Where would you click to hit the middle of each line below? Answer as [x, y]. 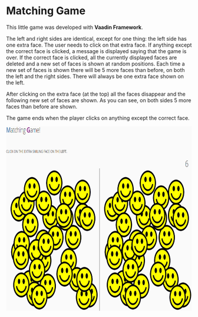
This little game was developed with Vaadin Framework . [75, 27]
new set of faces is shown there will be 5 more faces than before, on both [95, 70]
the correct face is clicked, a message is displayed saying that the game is [96, 51]
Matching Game [46, 11]
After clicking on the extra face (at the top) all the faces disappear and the [96, 94]
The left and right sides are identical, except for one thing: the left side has [96, 38]
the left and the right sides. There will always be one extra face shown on [95, 76]
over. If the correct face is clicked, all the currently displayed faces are [92, 57]
